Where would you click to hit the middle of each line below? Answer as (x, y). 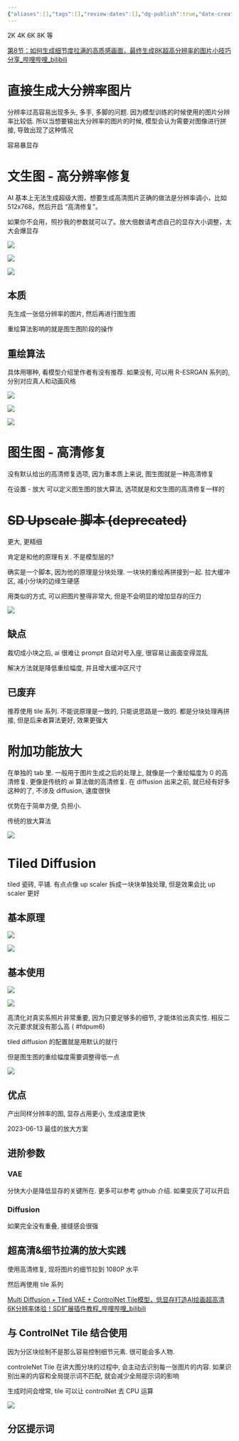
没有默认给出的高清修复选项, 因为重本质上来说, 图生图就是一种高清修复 (111, 474)
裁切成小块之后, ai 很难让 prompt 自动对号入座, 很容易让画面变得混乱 (108, 652)
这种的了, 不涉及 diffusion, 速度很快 (59, 790)
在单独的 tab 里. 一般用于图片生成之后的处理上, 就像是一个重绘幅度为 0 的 (115, 772)
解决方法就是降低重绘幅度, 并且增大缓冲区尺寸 (75, 667)
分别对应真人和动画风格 (42, 381)
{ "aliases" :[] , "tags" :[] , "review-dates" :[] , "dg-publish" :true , (103, 14)
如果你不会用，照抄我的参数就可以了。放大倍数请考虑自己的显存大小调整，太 (119, 221)
